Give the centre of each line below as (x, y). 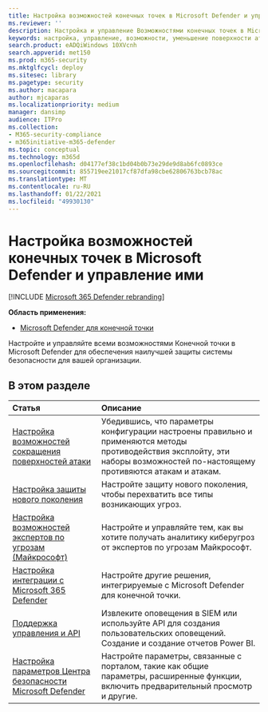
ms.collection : (33, 127)
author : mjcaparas (39, 97)
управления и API (47, 634)
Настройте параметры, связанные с (171, 656)
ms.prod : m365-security (48, 61)
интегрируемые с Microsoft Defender (173, 586)
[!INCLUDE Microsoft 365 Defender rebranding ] (87, 297)
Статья (27, 408)
